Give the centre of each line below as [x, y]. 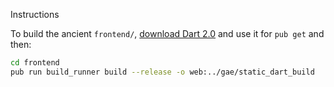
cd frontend [35, 63]
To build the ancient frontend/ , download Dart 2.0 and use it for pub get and [167, 33]
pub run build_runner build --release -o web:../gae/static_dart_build [162, 72]
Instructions [35, 14]
